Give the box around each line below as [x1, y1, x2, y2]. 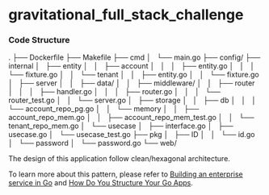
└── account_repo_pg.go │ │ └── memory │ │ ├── [8, 104, 200, 114]
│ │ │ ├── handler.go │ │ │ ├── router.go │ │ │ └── [8, 87, 221, 97]
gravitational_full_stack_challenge [8, 6, 244, 24]
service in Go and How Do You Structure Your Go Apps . [8, 178, 194, 188]
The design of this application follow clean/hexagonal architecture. [8, 154, 230, 164]
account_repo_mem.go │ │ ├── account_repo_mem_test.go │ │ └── [8, 113, 254, 122]
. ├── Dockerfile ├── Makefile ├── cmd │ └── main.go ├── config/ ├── [8, 52, 261, 62]
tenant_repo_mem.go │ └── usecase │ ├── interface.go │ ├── [8, 121, 233, 131]
